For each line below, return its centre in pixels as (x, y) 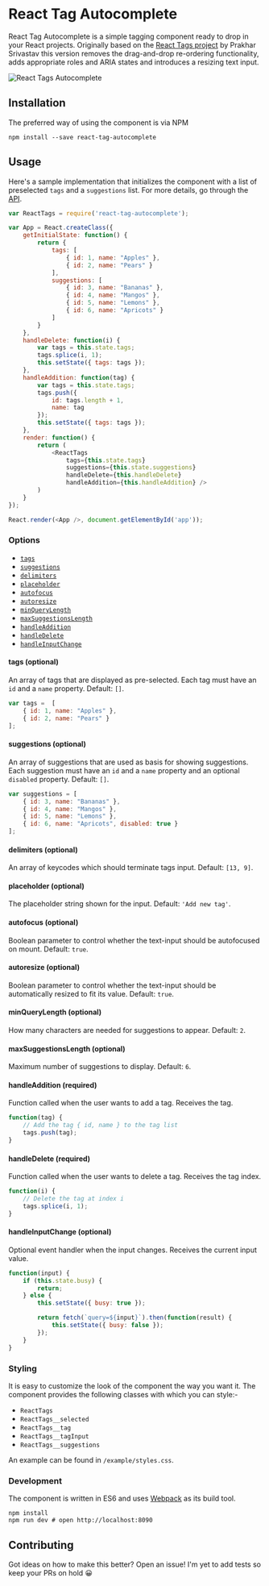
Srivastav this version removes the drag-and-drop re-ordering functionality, (134, 53)
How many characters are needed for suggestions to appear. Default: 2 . (127, 1030)
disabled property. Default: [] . (59, 779)
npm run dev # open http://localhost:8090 (81, 1521)
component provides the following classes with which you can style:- (123, 1394)
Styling (23, 1368)
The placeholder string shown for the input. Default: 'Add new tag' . (120, 904)
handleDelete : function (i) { (72, 340)
